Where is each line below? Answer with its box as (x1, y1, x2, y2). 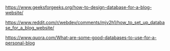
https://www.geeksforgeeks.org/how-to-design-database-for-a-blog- (5, 5, 152, 10)
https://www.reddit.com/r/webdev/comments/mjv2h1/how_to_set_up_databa (5, 20, 165, 25)
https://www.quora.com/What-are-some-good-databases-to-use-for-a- (5, 35, 157, 40)
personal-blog (5, 40, 35, 46)
